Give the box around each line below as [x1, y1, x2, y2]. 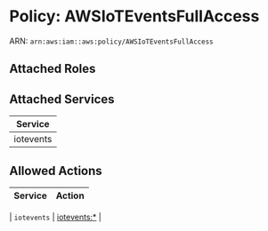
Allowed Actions [9, 163, 102, 179]
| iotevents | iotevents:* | [9, 211, 102, 222]
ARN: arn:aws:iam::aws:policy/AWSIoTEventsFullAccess [9, 36, 214, 46]
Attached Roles [9, 61, 96, 76]
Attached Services [9, 92, 115, 107]
